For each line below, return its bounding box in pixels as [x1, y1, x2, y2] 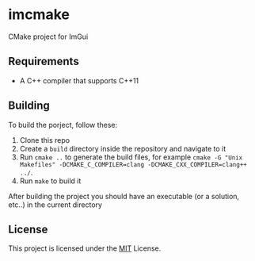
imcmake [8, 6, 70, 24]
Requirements [8, 55, 79, 68]
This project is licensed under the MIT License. [8, 244, 162, 253]
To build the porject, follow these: [8, 120, 118, 129]
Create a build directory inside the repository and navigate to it [19, 144, 226, 153]
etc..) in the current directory [8, 200, 103, 209]
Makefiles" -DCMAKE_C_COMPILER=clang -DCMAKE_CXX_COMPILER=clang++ [19, 160, 247, 168]
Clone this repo [19, 135, 70, 144]
